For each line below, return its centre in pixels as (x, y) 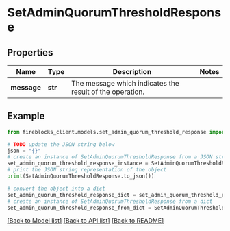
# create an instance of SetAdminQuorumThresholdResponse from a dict (110, 201)
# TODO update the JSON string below (61, 144)
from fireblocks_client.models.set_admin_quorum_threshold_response (107, 132)
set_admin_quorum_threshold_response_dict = (72, 195)
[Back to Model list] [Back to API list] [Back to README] (86, 221)
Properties (30, 52)
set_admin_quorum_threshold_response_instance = (78, 163)
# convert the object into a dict (56, 189)
